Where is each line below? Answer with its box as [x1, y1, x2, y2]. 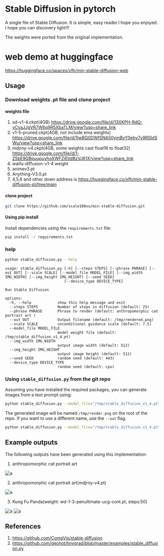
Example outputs [5, 438, 58, 447]
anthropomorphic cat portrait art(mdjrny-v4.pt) [12, 480, 106, 486]
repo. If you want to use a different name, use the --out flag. [5, 415, 127, 421]
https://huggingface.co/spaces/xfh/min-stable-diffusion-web [5, 67, 128, 73]
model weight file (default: [57, 330, 117, 335]
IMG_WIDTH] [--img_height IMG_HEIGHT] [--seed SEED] [5, 275, 115, 279]
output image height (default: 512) [57, 351, 132, 356]
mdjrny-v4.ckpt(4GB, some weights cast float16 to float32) [12, 145, 131, 151]
